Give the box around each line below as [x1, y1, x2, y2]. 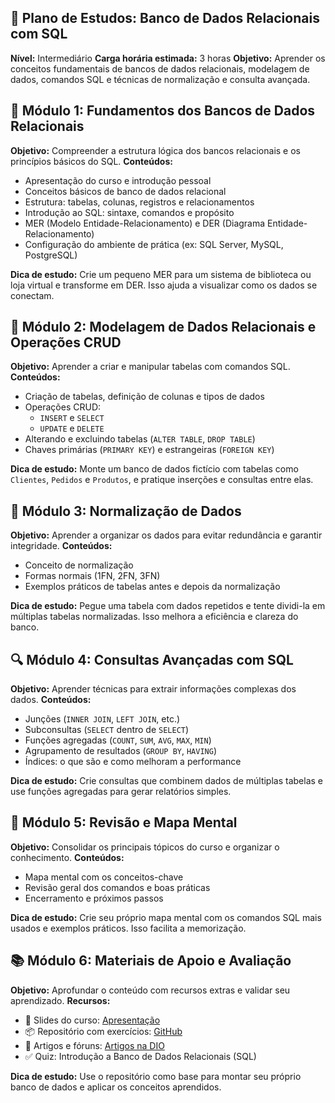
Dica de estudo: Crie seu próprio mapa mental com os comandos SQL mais [10, 911, 322, 923]
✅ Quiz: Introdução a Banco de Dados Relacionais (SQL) [24, 1050, 257, 1062]
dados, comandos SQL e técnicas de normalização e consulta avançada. [10, 73, 311, 85]
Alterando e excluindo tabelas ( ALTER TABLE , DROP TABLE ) [24, 433, 256, 445]
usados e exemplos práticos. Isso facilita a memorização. [10, 922, 247, 934]
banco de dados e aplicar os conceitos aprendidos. [10, 1081, 222, 1093]
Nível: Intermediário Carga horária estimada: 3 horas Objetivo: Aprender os [10, 52, 326, 64]
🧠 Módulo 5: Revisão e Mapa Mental [10, 814, 238, 831]
